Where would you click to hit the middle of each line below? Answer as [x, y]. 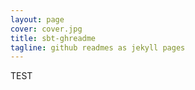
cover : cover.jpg [46, 29]
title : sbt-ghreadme [53, 38]
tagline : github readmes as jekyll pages [98, 47]
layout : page [37, 19]
